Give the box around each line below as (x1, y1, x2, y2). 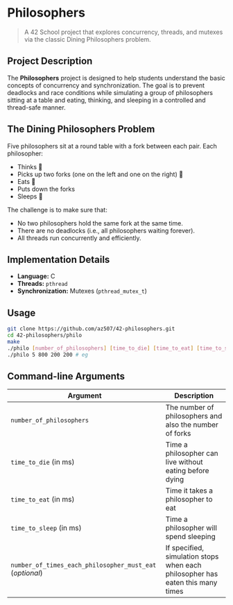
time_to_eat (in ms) (10, 495, 75, 504)
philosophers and (165, 411, 223, 421)
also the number (165, 420, 218, 429)
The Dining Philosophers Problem (7, 123, 155, 135)
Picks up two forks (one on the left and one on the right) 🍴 (17, 170, 184, 178)
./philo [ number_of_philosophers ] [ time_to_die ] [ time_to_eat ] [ (7, 345, 200, 352)
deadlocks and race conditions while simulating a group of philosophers (7, 88, 214, 96)
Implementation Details (7, 253, 110, 265)
